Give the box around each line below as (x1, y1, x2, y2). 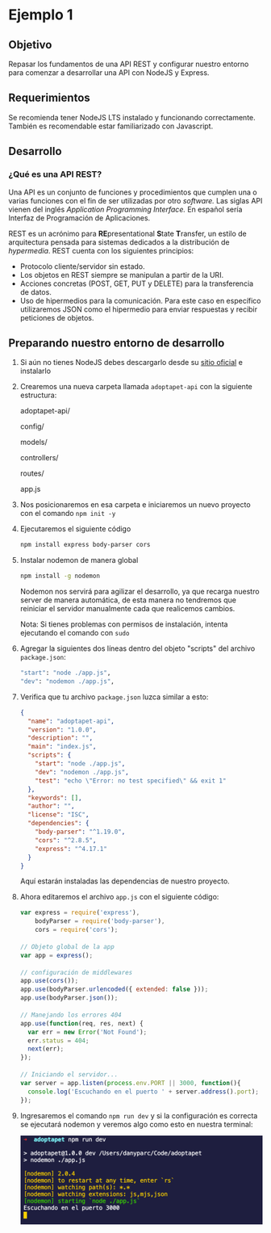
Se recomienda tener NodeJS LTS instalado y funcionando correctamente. (8, 112, 256, 122)
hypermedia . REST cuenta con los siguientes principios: (8, 245, 194, 255)
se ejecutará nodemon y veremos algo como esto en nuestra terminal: (19, 1119, 253, 1129)
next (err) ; (27, 1045, 65, 1053)
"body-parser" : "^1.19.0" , (35, 828, 126, 837)
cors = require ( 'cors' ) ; (35, 926, 119, 934)
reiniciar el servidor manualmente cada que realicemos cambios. (19, 604, 236, 614)
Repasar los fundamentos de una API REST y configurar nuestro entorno (8, 59, 249, 69)
